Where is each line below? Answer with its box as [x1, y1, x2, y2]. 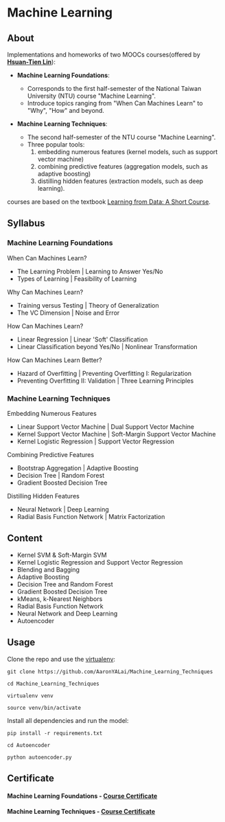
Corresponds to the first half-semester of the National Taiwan [27, 85, 202, 92]
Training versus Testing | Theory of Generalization [16, 301, 159, 309]
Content [7, 532, 43, 545]
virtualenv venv [7, 692, 54, 699]
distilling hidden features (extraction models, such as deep [37, 177, 204, 185]
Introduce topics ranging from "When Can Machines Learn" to [27, 99, 204, 107]
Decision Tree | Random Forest [16, 471, 105, 479]
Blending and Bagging [16, 565, 80, 573]
